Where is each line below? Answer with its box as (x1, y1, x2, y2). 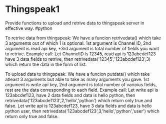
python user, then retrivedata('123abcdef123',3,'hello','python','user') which (5, 108, 160, 114)
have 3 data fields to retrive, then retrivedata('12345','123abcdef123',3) (5, 56, 151, 62)
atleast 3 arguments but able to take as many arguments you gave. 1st (5, 76, 149, 82)
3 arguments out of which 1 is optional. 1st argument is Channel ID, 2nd (5, 40, 151, 46)
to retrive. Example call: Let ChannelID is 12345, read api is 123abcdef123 (5, 51, 156, 57)
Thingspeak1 (5, 3, 60, 15)
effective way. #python (5, 25, 52, 31)
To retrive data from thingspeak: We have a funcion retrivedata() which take (5, 35, 161, 41)
